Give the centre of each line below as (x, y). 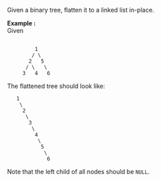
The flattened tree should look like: (56, 86)
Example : (22, 23)
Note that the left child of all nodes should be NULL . (78, 172)
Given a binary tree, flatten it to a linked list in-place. (81, 10)
